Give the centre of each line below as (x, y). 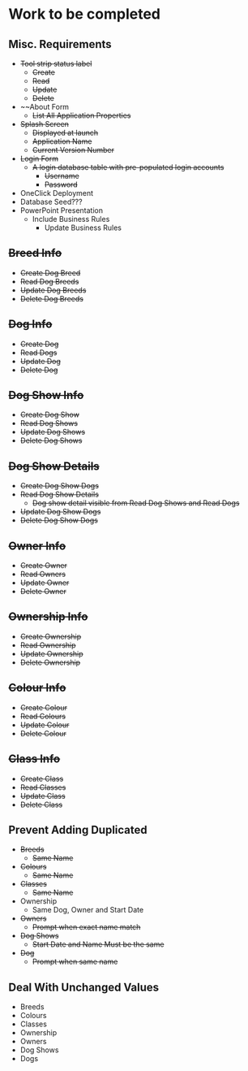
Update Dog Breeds (53, 290)
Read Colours (43, 716)
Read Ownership (48, 645)
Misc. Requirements (60, 44)
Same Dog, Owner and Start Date (88, 910)
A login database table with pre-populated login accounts (128, 167)
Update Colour (45, 725)
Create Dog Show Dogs (60, 486)
